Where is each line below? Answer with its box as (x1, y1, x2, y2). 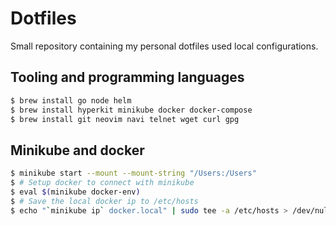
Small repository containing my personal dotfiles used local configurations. (10, 40, 319, 52)
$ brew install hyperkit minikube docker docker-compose (10, 105, 253, 115)
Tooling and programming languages (10, 69, 245, 86)
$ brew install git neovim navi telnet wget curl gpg (10, 114, 240, 124)
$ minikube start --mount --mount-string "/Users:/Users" (10, 168, 257, 179)
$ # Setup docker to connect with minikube (10, 178, 195, 188)
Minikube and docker (10, 142, 145, 159)
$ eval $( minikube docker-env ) (10, 187, 141, 197)
